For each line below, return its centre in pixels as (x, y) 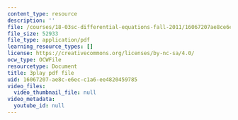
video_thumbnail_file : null (55, 92)
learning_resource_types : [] (50, 47)
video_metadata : (31, 100)
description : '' (31, 20)
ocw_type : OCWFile (34, 60)
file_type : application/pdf (49, 40)
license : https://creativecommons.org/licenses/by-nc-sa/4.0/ (101, 54)
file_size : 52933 (33, 34)
